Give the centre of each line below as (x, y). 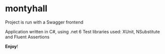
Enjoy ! (12, 46)
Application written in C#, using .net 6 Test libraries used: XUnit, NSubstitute (82, 31)
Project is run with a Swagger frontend (44, 22)
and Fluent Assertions (27, 37)
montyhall (26, 9)
